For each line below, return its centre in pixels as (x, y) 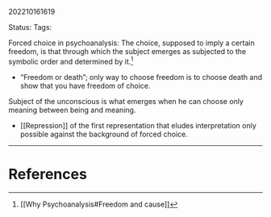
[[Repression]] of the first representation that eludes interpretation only (138, 125)
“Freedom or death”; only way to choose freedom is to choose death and (141, 77)
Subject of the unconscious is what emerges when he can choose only (126, 101)
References (48, 174)
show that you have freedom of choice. (85, 86)
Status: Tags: (30, 27)
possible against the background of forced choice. (104, 134)
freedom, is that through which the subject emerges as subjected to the (127, 51)
